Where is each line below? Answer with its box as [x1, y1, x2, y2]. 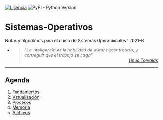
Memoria [12, 104, 30, 110]
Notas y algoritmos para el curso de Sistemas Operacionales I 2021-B [5, 37, 144, 43]
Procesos [12, 99, 32, 105]
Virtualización [12, 94, 40, 100]
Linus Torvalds [128, 57, 158, 63]
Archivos [12, 109, 30, 115]
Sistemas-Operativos [5, 22, 93, 33]
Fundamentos [12, 89, 40, 95]
